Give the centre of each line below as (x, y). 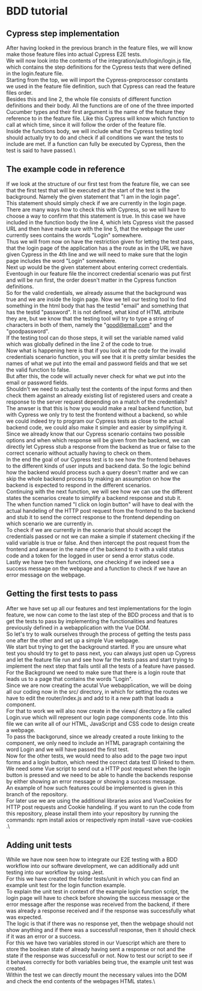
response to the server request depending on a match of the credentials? (97, 402)
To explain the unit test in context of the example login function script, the (97, 891)
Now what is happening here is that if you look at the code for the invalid (96, 350)
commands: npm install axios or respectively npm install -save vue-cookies (99, 820)
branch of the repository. (37, 794)
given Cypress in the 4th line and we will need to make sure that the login (97, 254)
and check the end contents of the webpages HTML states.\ (81, 981)
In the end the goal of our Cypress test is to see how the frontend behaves (98, 459)
